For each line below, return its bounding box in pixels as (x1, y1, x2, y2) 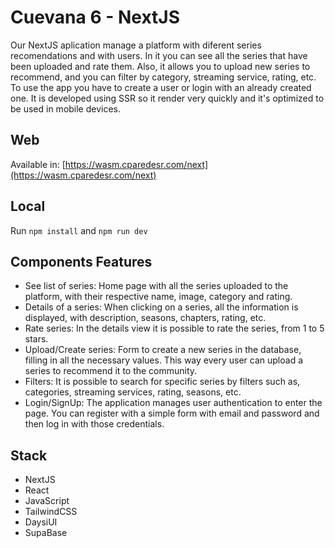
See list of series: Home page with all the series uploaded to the (24, 280, 289, 292)
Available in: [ (10, 158, 66, 170)
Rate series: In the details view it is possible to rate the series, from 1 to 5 (24, 322, 325, 335)
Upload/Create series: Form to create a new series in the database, (24, 344, 302, 356)
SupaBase (24, 527, 68, 539)
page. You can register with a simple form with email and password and (24, 407, 320, 420)
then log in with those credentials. (24, 418, 165, 430)
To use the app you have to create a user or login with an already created (10, 81, 312, 93)
